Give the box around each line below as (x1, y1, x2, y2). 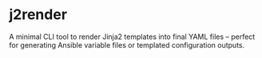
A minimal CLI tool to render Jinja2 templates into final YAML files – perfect (9, 32, 256, 41)
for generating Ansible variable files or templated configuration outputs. (9, 40, 245, 49)
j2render (9, 6, 67, 24)
